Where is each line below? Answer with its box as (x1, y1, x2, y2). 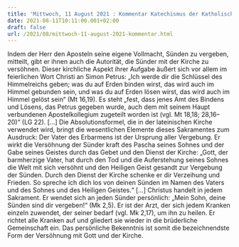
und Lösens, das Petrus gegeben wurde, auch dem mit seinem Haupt (7, 103, 211, 111)
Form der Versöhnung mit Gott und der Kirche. (7, 231, 144, 240)
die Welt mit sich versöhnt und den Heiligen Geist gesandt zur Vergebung (7, 163, 223, 172)
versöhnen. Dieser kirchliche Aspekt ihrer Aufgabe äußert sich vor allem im (7, 65, 228, 73)
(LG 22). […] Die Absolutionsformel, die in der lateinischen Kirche (21, 118, 213, 127)
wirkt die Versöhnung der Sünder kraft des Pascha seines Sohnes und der (7, 140, 225, 149)
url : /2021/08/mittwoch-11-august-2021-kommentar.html (7, 30, 174, 38)
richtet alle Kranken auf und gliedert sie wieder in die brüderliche (7, 216, 198, 225)
